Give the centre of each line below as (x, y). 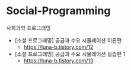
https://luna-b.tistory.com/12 (58, 47)
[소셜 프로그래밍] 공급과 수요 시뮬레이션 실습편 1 (70, 54)
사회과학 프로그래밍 (28, 28)
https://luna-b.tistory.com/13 (58, 61)
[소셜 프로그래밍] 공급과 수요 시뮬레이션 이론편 (68, 40)
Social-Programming (58, 11)
